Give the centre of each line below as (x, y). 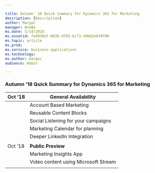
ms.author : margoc (23, 58)
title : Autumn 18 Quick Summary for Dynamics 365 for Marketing (72, 14)
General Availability (73, 97)
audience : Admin (21, 63)
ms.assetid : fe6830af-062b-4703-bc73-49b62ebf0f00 (57, 36)
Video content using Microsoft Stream (73, 161)
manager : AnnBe (20, 27)
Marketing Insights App (56, 154)
